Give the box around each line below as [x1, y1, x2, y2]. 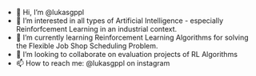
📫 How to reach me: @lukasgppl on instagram [15, 59, 170, 67]
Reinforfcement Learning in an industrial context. [15, 25, 178, 33]
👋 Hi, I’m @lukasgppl [15, 8, 85, 17]
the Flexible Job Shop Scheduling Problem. [15, 41, 158, 51]
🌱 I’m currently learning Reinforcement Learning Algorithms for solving [15, 32, 250, 42]
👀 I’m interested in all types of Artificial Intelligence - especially [15, 16, 224, 25]
